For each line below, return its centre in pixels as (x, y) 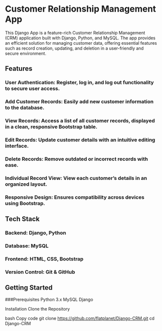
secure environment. (26, 53)
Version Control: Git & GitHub (40, 272)
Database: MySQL (27, 246)
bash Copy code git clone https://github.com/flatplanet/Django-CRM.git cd (80, 318)
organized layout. (26, 184)
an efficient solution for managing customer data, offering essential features (81, 43)
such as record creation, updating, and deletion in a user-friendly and (74, 48)
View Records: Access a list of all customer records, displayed (80, 121)
